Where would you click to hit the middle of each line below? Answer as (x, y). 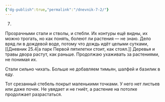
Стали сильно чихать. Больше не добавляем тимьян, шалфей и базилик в (83, 69)
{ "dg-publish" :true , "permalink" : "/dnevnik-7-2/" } (57, 10)
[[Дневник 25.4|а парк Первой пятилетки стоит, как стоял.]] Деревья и (80, 49)
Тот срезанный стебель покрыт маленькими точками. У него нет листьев (82, 84)
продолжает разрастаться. (34, 94)
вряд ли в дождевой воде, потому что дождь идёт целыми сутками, (77, 44)
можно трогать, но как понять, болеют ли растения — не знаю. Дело (78, 38)
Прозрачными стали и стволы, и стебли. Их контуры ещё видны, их (76, 33)
